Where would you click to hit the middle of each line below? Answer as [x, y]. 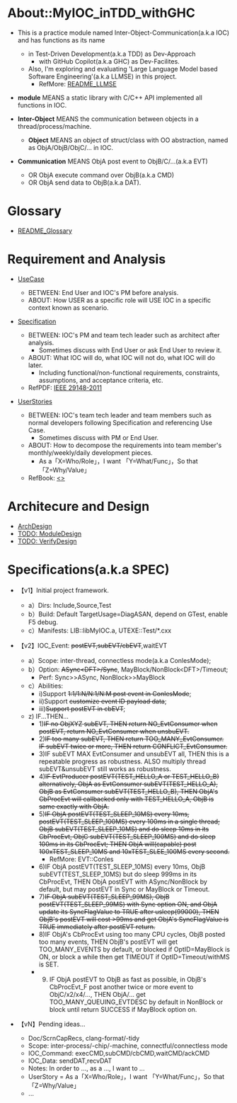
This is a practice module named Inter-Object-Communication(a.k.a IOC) [123, 33]
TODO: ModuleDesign [50, 533]
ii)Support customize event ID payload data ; [103, 701]
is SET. [49, 964]
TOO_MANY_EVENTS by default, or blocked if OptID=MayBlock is [134, 949]
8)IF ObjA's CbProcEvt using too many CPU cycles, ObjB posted [132, 934]
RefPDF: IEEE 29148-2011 [65, 388]
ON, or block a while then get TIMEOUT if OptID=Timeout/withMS [134, 957]
